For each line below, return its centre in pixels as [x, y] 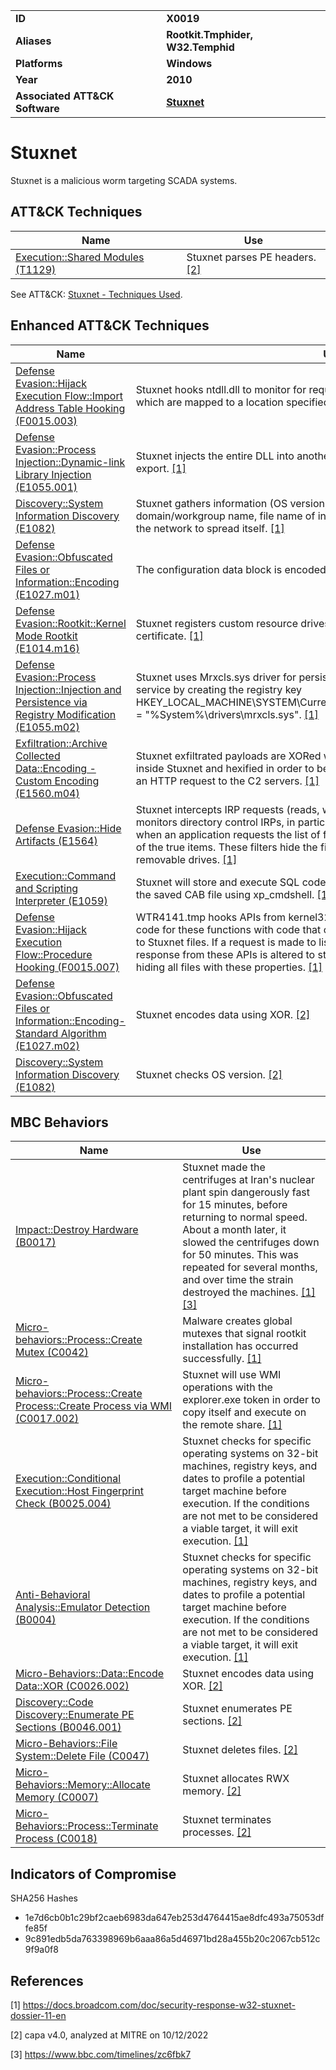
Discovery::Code [54, 1702]
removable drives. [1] [186, 859]
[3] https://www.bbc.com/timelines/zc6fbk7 [101, 2054]
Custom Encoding [57, 781]
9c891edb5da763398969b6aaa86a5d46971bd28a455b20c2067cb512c [172, 1939]
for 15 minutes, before [235, 1205]
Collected [38, 756]
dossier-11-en [38, 2015]
